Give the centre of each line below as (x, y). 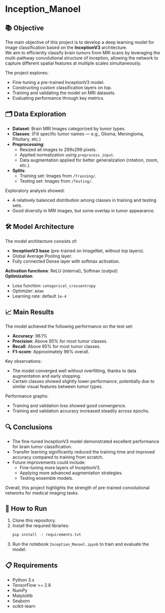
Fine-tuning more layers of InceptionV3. (60, 468)
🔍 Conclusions (29, 427)
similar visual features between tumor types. (57, 386)
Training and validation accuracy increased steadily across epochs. (81, 411)
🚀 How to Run (26, 509)
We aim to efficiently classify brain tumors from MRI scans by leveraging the (83, 53)
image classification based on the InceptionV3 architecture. (66, 47)
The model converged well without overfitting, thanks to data (74, 371)
